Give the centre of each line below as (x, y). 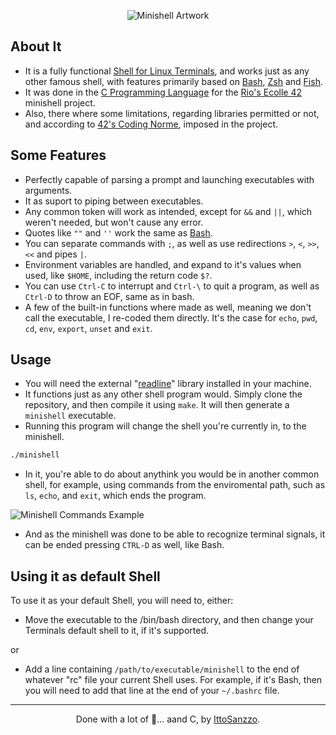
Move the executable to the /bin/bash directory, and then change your (169, 620)
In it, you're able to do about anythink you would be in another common (172, 474)
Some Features (58, 155)
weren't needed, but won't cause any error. (114, 222)
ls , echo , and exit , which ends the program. (115, 496)
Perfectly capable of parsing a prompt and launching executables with (169, 179)
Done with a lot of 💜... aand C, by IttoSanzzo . (168, 719)
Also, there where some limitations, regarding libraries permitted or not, (172, 113)
